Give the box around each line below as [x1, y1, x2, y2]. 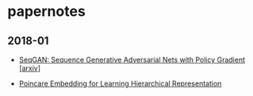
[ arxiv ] [18, 63, 41, 73]
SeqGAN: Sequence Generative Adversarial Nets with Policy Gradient [18, 55, 246, 64]
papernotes [7, 2, 86, 21]
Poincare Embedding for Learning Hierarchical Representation [18, 79, 222, 88]
